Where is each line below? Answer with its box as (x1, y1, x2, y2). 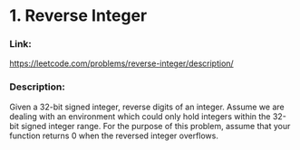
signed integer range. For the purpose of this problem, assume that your (21, 120, 291, 131)
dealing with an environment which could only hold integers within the (9, 110, 271, 122)
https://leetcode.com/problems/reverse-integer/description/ (9, 58, 234, 69)
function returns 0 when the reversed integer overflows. (9, 130, 219, 141)
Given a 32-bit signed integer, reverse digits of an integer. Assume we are (9, 101, 285, 112)
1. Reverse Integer (9, 5, 148, 26)
